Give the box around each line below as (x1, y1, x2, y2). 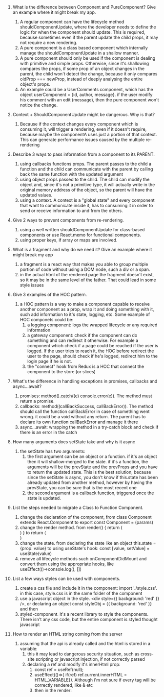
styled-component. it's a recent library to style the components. (20, 611, 149, 617)
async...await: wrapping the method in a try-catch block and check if (20, 424, 159, 430)
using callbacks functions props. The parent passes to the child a (20, 161, 152, 167)
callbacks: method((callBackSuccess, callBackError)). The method (20, 404, 153, 409)
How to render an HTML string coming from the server (12, 631, 123, 637)
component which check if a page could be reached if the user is (27, 343, 158, 348)
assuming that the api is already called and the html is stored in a (20, 641, 151, 646)
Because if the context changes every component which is (20, 121, 138, 127)
